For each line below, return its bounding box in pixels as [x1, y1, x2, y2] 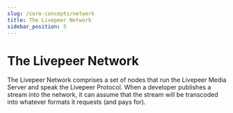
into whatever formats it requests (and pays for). [7, 98, 146, 106]
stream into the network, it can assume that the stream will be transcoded [7, 91, 218, 99]
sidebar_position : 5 [7, 23, 67, 30]
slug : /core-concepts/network [7, 10, 95, 17]
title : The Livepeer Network [7, 17, 92, 24]
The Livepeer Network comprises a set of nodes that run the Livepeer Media [7, 76, 227, 84]
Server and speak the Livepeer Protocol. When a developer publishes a [7, 83, 211, 92]
